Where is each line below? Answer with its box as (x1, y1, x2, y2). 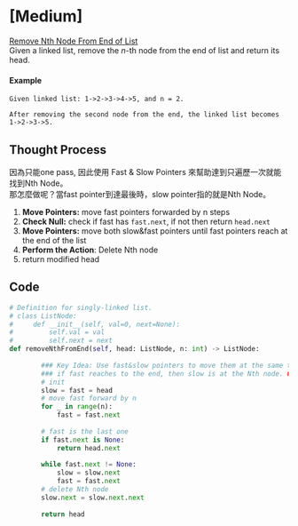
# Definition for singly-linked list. (9, 303, 153, 312)
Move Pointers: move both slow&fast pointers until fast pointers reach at (21, 225, 288, 236)
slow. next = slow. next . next (41, 493, 145, 502)
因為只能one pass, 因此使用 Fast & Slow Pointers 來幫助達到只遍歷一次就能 (9, 166, 282, 177)
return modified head (21, 253, 100, 264)
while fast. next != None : (41, 460, 137, 469)
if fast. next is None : (41, 435, 125, 444)
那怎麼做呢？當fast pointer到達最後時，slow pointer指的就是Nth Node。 (9, 188, 271, 199)
